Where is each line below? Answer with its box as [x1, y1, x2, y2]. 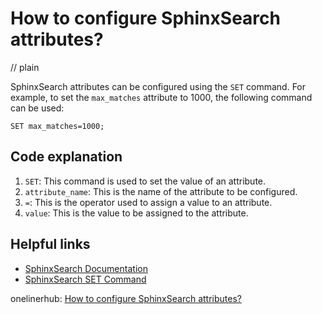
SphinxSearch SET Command [24, 273, 147, 285]
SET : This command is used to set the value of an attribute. [24, 175, 267, 187]
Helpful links [10, 236, 91, 253]
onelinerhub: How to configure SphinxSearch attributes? [10, 292, 242, 304]
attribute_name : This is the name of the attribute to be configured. [24, 185, 298, 197]
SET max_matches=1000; [10, 121, 105, 131]
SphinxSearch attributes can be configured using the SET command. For [10, 80, 307, 92]
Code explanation [10, 148, 123, 166]
